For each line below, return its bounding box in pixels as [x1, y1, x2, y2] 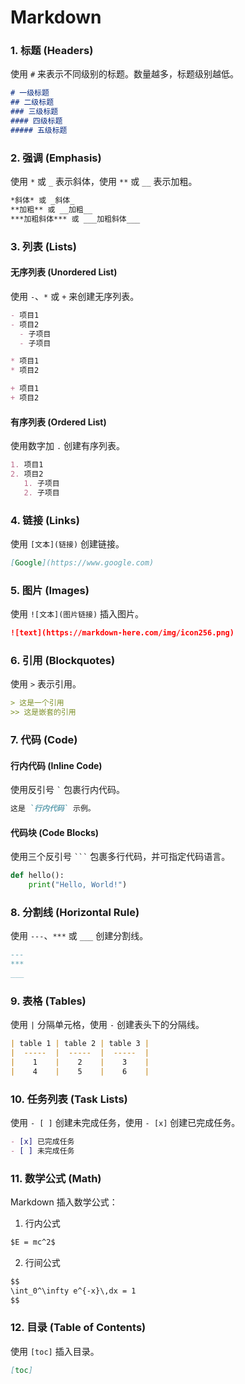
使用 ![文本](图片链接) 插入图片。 [10, 608, 145, 620]
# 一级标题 [10, 88, 50, 98]
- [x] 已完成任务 [10, 1136, 75, 1146]
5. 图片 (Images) [10, 583, 90, 597]
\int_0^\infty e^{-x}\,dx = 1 [10, 1286, 137, 1296]
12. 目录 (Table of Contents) [10, 1321, 147, 1335]
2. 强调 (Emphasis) [10, 151, 102, 165]
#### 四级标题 [10, 116, 63, 126]
